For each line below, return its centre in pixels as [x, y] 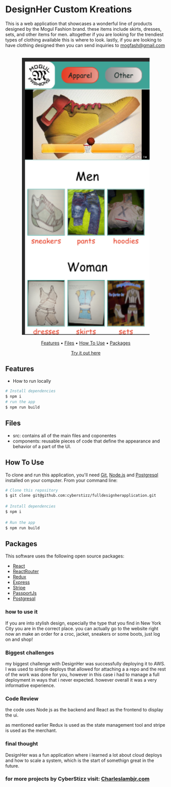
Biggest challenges [30, 653]
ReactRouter [26, 571]
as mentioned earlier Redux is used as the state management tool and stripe [85, 725]
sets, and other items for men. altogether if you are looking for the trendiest [84, 34]
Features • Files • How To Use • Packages [86, 343]
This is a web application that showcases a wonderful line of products [79, 24]
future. [12, 766]
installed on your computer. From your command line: [62, 480]
